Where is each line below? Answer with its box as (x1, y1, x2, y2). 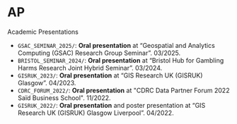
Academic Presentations (7, 27, 79, 36)
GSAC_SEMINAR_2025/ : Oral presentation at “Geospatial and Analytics (17, 41, 216, 49)
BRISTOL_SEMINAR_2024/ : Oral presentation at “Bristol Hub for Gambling (17, 56, 224, 64)
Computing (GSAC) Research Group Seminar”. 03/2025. (17, 49, 181, 57)
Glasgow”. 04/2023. (17, 78, 76, 87)
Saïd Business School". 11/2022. (17, 93, 111, 102)
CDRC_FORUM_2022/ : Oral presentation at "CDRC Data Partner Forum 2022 (17, 86, 230, 94)
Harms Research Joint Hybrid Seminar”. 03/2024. (17, 63, 163, 72)
